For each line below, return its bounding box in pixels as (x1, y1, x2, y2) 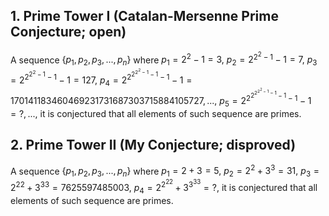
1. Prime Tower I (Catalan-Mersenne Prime (10, 8, 279, 25)
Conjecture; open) (10, 24, 127, 41)
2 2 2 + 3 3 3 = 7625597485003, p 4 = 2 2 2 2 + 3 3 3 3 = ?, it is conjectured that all (10, 178, 318, 196)
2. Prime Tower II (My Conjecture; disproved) (10, 137, 297, 154)
